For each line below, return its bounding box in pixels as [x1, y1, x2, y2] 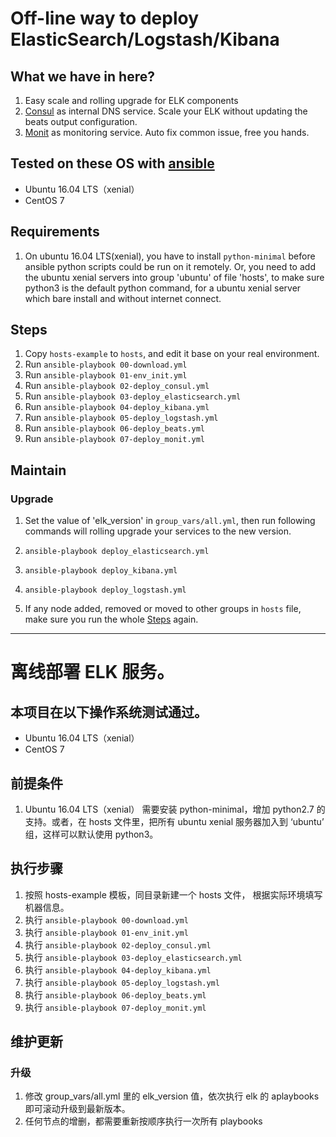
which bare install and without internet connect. [24, 292, 222, 304]
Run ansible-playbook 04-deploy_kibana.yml [24, 401, 210, 413]
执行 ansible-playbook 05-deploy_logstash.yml [24, 976, 220, 988]
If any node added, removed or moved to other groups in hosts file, [24, 603, 302, 615]
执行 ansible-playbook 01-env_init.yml [24, 926, 189, 938]
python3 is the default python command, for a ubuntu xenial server [24, 282, 302, 294]
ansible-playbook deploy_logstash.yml [24, 585, 187, 596]
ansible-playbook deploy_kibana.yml [24, 566, 178, 576]
